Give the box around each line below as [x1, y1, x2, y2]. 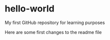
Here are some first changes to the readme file [5, 29, 102, 35]
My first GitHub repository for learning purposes [5, 19, 105, 25]
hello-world [5, 3, 55, 14]
